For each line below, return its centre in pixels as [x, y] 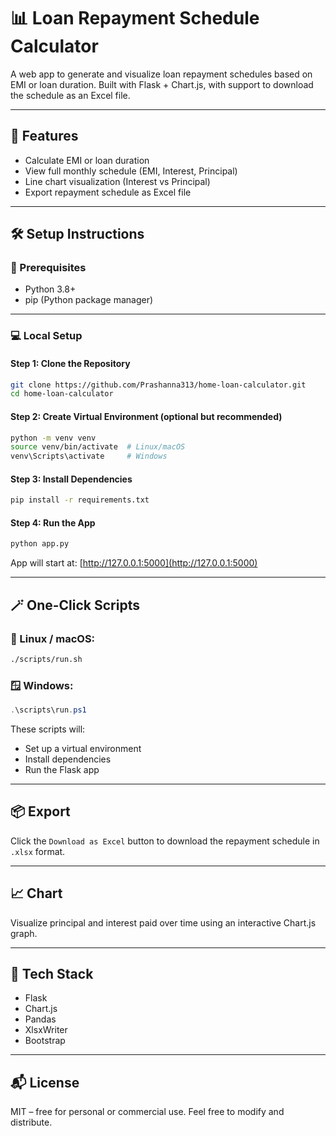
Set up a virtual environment [83, 749]
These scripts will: [48, 729]
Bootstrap [45, 1041]
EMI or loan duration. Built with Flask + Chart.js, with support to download [162, 84]
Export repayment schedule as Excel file [108, 192]
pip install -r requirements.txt [80, 500]
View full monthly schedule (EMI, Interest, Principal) [131, 171]
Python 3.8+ [50, 289]
